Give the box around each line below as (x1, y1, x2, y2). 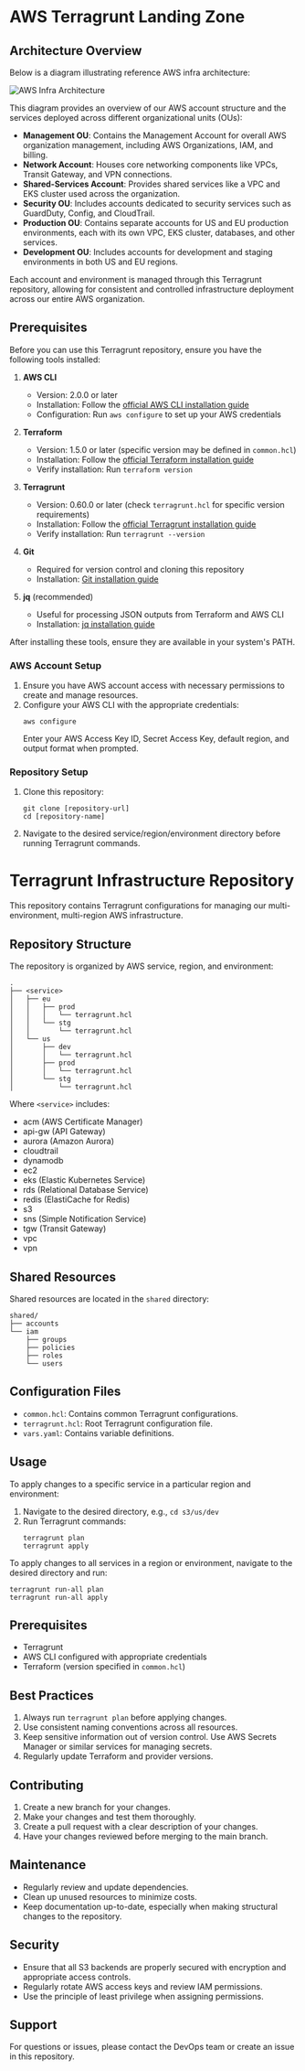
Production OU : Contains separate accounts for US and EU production (22, 218, 289, 228)
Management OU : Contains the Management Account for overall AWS (22, 130, 288, 141)
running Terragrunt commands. (22, 838, 141, 849)
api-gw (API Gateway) (22, 1126, 107, 1137)
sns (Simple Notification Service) (22, 1214, 147, 1225)
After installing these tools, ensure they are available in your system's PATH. (9, 636, 295, 647)
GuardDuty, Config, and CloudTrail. (22, 208, 155, 219)
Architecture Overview (9, 43, 142, 59)
